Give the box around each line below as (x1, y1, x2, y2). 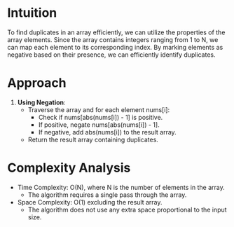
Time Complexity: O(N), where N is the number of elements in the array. (17, 183, 226, 191)
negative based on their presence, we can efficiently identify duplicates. (7, 50, 216, 59)
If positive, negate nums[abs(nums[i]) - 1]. (38, 121, 160, 129)
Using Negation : (17, 98, 66, 106)
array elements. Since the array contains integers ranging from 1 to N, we (7, 35, 219, 43)
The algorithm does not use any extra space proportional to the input (27, 205, 227, 214)
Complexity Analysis (7, 160, 131, 176)
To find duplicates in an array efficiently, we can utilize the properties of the (7, 28, 226, 36)
